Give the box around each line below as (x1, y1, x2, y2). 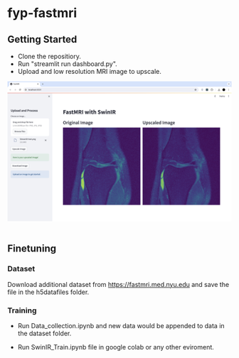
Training (7, 305, 37, 315)
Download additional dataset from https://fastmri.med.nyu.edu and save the (7, 280, 230, 288)
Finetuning (7, 243, 57, 255)
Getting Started (7, 33, 78, 45)
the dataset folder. (17, 329, 72, 337)
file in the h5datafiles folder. (7, 288, 90, 296)
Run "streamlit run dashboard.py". (17, 60, 117, 68)
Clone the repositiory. (17, 52, 82, 60)
